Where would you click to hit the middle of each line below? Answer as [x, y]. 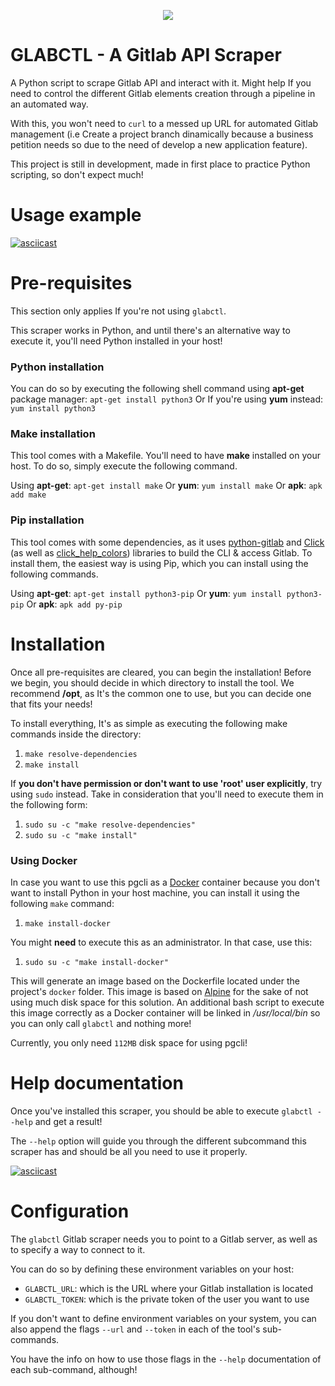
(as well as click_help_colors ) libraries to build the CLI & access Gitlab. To [161, 552]
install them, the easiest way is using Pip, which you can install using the [159, 563]
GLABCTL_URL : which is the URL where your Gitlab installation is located [168, 1288]
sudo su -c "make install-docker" [96, 962]
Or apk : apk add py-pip [74, 604]
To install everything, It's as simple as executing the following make [149, 723]
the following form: [49, 804]
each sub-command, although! [74, 1369]
